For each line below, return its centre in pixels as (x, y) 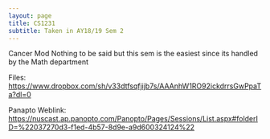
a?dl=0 (20, 95)
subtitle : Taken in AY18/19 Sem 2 (66, 31)
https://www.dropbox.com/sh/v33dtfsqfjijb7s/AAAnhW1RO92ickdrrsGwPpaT (135, 86)
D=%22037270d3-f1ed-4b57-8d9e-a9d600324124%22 (102, 127)
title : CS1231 (32, 23)
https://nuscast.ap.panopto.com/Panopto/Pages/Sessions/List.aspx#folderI (133, 119)
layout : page (30, 16)
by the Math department (49, 62)
